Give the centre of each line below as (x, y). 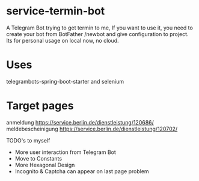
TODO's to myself (28, 140)
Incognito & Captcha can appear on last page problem (82, 171)
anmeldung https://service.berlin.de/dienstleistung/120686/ (80, 122)
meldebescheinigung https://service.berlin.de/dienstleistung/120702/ (92, 129)
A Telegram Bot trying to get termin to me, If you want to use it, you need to (100, 28)
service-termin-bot (56, 11)
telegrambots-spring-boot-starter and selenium (65, 81)
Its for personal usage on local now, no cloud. (63, 40)
